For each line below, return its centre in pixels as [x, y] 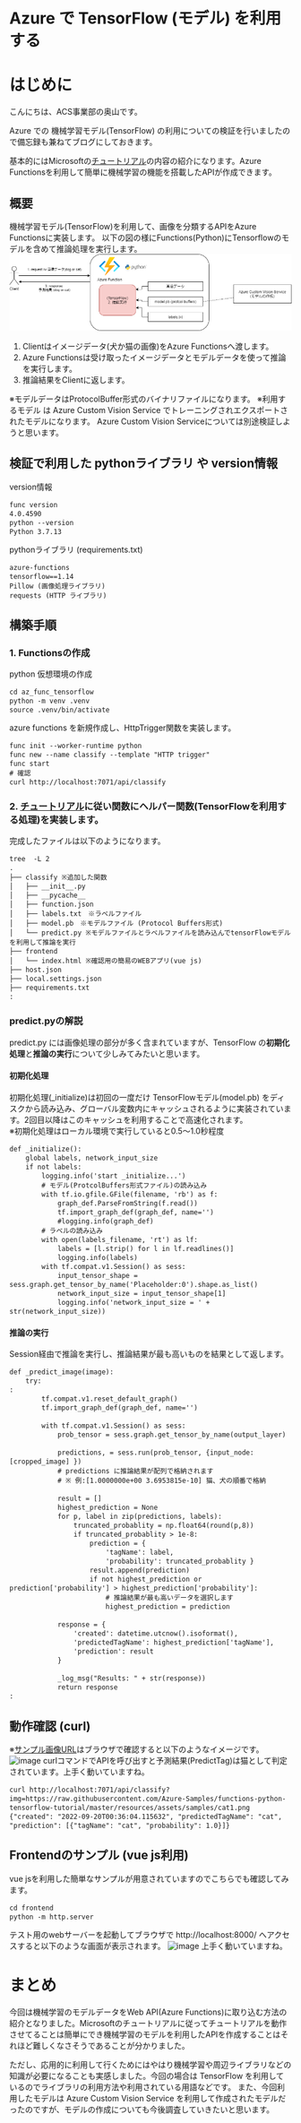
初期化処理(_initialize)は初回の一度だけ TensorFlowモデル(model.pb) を [140, 1097]
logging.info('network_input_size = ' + [133, 1302]
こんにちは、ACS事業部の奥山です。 [76, 112]
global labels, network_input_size [92, 1158]
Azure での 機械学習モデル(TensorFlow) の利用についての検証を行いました [146, 131]
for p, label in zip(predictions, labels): [139, 1517]
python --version [42, 522]
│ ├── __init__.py [48, 887]
